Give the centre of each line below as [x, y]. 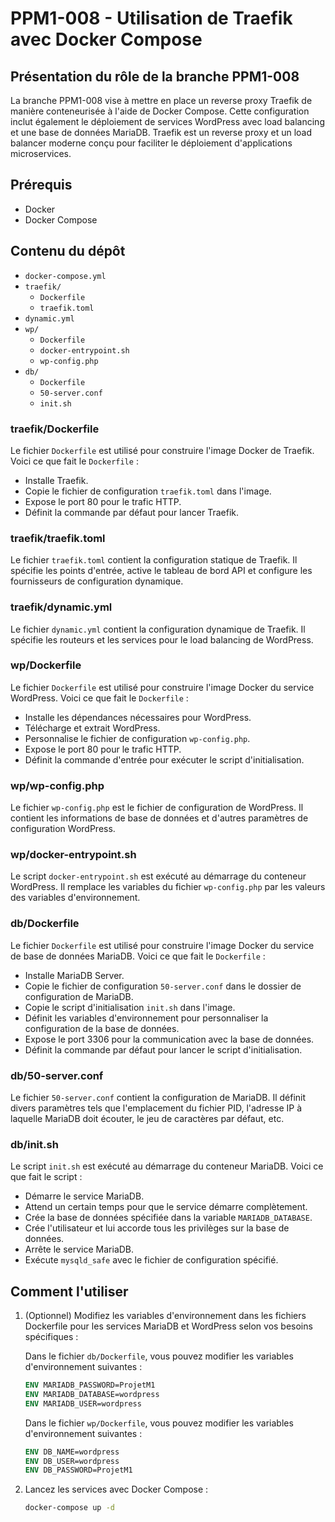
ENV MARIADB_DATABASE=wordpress [92, 1394]
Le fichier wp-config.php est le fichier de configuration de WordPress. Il [157, 808]
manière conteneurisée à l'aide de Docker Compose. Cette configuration [160, 111]
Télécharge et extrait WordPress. [92, 728]
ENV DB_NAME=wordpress [72, 1452]
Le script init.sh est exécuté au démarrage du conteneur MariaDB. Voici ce [167, 1166]
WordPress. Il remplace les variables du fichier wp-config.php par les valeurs [168, 887]
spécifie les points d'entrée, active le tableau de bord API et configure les [161, 571]
